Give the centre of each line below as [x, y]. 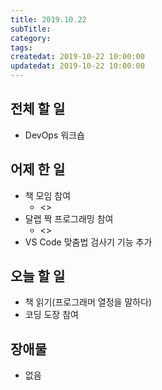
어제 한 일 [38, 169]
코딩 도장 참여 [51, 315]
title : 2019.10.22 [48, 19]
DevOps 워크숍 [54, 135]
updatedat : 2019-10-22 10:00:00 [77, 66]
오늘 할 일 [38, 276]
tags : [21, 47]
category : [31, 38]
